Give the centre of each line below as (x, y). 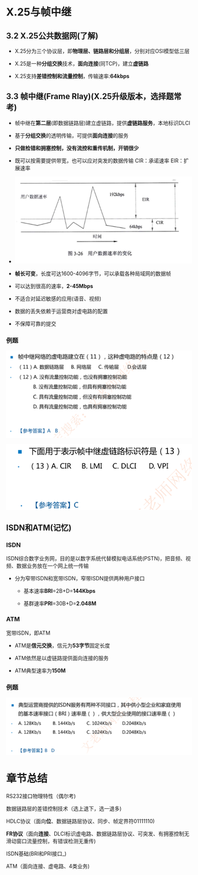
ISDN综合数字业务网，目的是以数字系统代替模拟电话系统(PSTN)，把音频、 (96, 559)
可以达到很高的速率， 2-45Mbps (54, 286)
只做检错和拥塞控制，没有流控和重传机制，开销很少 (77, 148)
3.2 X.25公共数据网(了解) (52, 36)
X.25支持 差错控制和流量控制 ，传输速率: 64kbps (72, 76)
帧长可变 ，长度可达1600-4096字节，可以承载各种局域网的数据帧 (93, 273)
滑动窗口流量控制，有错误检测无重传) (51, 841)
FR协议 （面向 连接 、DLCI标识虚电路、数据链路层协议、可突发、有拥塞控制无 (98, 834)
